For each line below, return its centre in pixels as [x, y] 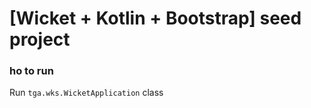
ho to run [31, 71]
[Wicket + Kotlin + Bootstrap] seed [155, 18]
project [40, 39]
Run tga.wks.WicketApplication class [86, 93]
